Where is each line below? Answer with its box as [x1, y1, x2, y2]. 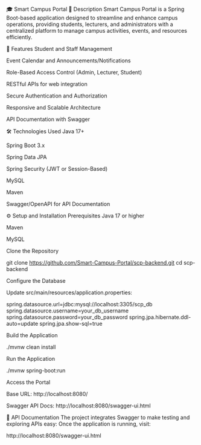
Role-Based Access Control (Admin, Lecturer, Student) [6, 69, 142, 76]
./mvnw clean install [6, 343, 56, 351]
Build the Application [6, 332, 58, 338]
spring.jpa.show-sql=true [39, 320, 103, 327]
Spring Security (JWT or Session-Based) [6, 165, 108, 172]
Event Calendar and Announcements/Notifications [6, 57, 131, 64]
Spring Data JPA [6, 154, 47, 160]
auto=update [6, 320, 39, 327]
